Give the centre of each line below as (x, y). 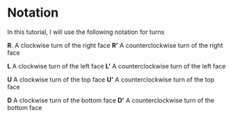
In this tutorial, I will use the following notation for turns (86, 32)
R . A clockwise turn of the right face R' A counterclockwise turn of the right (115, 45)
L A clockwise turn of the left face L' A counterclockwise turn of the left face (116, 66)
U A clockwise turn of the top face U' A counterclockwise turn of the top (111, 79)
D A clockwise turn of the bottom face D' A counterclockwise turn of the (111, 100)
